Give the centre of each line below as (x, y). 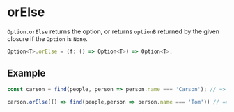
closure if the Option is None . (48, 38)
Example (26, 73)
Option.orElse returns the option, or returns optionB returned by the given (114, 31)
